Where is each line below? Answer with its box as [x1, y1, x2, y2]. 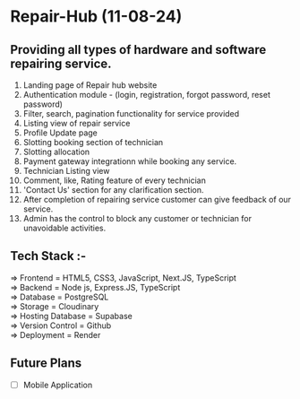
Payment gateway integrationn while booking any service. [22, 156, 237, 167]
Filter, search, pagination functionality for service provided [22, 108, 240, 118]
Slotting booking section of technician [22, 137, 164, 147]
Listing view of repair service [22, 118, 131, 128]
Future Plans [10, 356, 82, 371]
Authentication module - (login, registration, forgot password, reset [22, 90, 271, 100]
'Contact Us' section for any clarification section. [22, 185, 204, 195]
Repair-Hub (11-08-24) [10, 6, 183, 27]
